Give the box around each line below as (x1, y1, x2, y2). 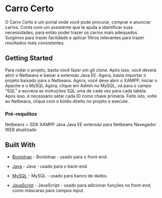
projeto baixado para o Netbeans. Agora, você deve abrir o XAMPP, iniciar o (5, 77, 158, 83)
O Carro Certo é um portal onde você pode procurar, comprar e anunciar (5, 19, 151, 25)
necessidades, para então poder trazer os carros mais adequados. (5, 29, 139, 35)
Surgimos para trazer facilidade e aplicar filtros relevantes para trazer (5, 35, 144, 41)
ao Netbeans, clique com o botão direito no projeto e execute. (5, 98, 129, 104)
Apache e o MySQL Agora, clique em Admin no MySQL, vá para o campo (5, 83, 152, 88)
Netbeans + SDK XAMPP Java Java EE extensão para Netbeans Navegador (5, 122, 157, 128)
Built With (5, 141, 36, 149)
